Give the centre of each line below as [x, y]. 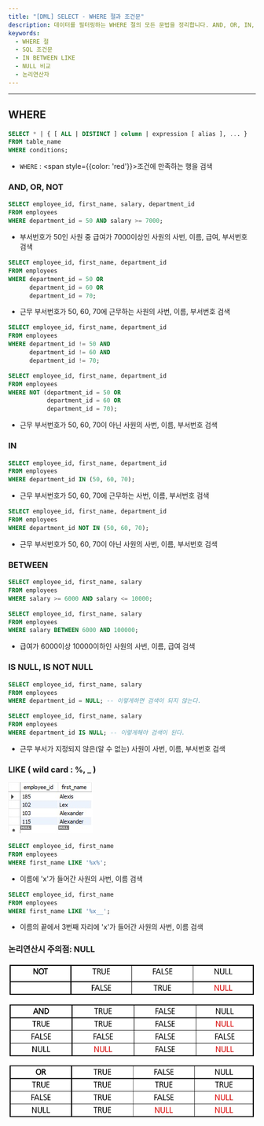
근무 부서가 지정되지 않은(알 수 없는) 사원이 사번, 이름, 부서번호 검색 [123, 748]
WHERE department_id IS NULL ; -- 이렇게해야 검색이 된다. [97, 733]
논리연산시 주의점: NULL [52, 949]
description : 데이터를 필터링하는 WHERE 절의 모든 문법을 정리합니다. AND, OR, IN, [132, 25]
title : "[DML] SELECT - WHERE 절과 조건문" [76, 16]
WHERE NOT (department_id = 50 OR [65, 393]
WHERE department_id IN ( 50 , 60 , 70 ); [71, 480]
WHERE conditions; [38, 150]
